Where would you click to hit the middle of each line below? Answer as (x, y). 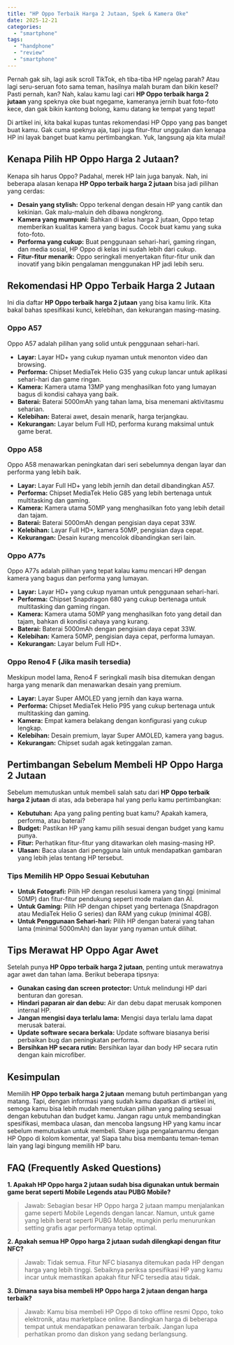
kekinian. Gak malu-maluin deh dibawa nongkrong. (90, 212)
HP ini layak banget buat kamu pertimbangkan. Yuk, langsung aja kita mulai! (116, 137)
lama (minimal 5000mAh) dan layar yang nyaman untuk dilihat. (107, 928)
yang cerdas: (26, 191)
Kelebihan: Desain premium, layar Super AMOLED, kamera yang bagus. (120, 735)
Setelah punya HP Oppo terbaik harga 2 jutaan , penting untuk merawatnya (115, 967)
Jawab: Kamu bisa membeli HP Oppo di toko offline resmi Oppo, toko (124, 1312)
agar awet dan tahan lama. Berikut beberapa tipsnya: (83, 974)
